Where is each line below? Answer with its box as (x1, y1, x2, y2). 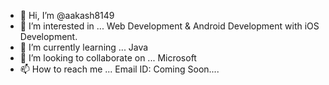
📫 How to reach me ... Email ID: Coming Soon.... (19, 63, 220, 75)
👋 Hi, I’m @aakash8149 (19, 10, 115, 21)
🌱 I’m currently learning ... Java (19, 41, 149, 53)
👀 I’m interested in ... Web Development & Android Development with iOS (19, 20, 320, 32)
